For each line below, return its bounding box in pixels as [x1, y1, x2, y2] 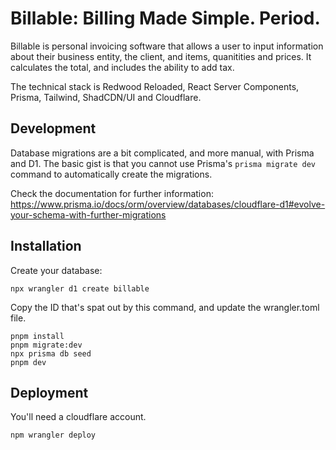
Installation [10, 238, 82, 255]
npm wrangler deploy [10, 430, 97, 441]
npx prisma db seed [10, 348, 92, 359]
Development [10, 120, 97, 137]
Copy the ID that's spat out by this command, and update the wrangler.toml [10, 301, 320, 313]
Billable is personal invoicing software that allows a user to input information [10, 40, 324, 52]
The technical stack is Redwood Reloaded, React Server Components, [10, 80, 300, 92]
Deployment [10, 384, 89, 401]
